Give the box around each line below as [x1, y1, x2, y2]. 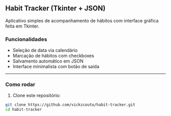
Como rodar [5, 81, 36, 88]
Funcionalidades [5, 36, 47, 43]
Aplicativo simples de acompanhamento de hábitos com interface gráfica [5, 17, 159, 23]
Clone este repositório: [12, 93, 61, 99]
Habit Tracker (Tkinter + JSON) [5, 4, 106, 13]
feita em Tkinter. [5, 23, 40, 29]
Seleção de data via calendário [12, 47, 78, 53]
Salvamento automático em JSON [12, 58, 84, 64]
